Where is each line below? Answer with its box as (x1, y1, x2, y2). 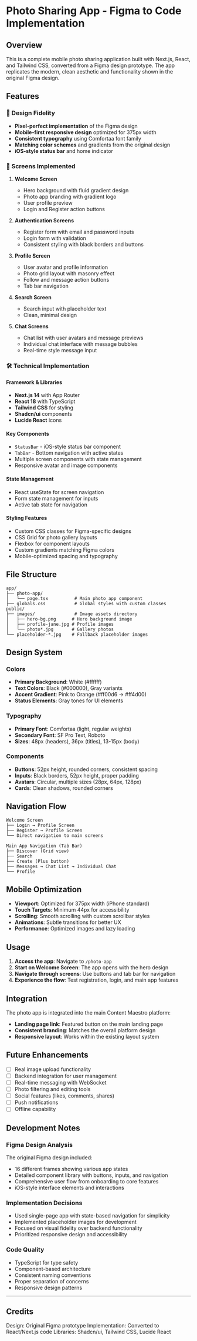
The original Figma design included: (6, 1154, 93, 1161)
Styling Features (6, 515, 47, 522)
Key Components (6, 430, 50, 437)
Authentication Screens (14, 216, 74, 224)
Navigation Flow (6, 802, 67, 812)
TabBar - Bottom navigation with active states (14, 449, 124, 456)
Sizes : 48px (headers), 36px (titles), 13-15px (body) (14, 738, 140, 745)
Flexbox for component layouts (14, 540, 90, 547)
